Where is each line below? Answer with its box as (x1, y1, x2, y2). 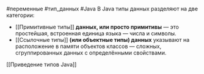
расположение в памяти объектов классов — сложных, (15, 42, 162, 50)
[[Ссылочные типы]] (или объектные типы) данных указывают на (15, 36, 190, 43)
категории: (6, 12, 35, 19)
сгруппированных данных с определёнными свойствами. (15, 49, 167, 56)
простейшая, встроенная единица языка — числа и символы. (15, 30, 177, 37)
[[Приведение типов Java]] (6, 61, 77, 68)
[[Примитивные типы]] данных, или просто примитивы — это (15, 24, 179, 30)
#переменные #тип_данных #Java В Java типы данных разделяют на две (6, 5, 199, 12)
